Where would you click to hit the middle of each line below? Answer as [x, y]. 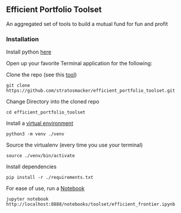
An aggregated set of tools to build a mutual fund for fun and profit [87, 24]
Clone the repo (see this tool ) [42, 75]
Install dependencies [32, 167]
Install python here [29, 52]
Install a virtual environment [40, 124]
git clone [18, 86]
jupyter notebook [27, 199]
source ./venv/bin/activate [41, 156]
